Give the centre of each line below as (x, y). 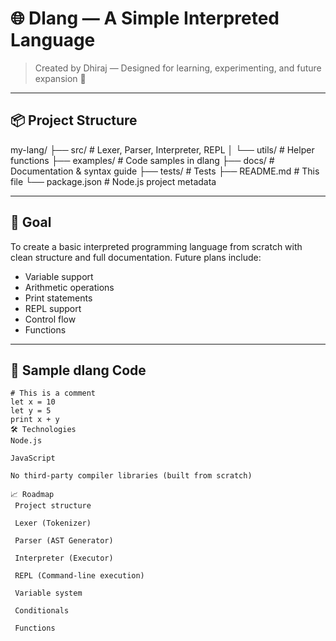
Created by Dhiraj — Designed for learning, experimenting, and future (178, 68)
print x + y (35, 420)
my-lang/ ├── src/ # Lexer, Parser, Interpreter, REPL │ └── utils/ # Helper (162, 149)
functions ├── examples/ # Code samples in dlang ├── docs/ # (142, 160)
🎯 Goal (31, 222)
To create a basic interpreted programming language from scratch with (156, 246)
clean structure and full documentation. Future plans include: (136, 257)
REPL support (53, 308)
